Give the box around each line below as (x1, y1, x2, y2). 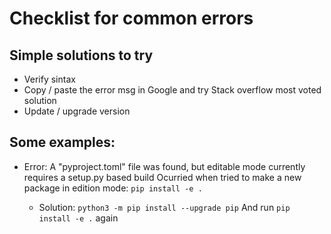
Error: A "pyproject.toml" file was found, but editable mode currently (23, 160, 306, 172)
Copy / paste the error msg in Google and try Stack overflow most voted (23, 84, 322, 96)
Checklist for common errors (9, 7, 254, 30)
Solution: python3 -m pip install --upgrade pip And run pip (38, 201, 291, 213)
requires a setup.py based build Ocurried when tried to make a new (23, 171, 302, 183)
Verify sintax (23, 73, 76, 85)
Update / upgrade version (23, 105, 131, 117)
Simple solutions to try (9, 47, 154, 64)
